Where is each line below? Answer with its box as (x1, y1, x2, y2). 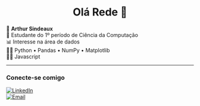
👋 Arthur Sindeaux (6, 25, 54, 32)
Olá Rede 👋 (72, 5, 128, 19)
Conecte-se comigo (6, 73, 65, 82)
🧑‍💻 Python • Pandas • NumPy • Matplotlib (6, 46, 110, 54)
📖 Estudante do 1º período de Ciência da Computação (6, 31, 139, 38)
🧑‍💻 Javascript (6, 53, 40, 60)
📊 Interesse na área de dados (6, 38, 80, 45)
